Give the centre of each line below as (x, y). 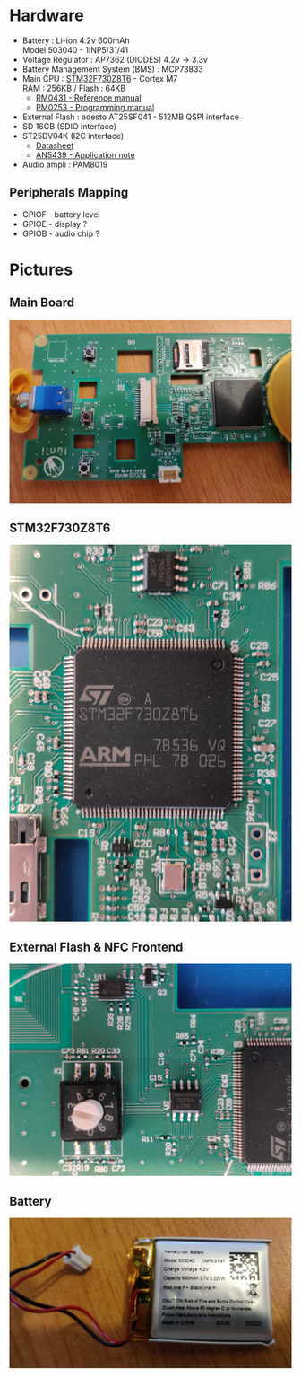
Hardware (47, 16)
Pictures (41, 269)
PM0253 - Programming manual (95, 107)
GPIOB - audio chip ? (61, 233)
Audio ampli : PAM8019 (65, 164)
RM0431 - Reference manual (88, 97)
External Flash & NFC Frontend (96, 947)
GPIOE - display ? (55, 224)
